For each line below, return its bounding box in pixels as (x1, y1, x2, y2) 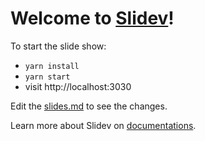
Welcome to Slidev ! (10, 7, 175, 30)
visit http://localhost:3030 (24, 80, 132, 92)
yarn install (24, 61, 80, 71)
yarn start (24, 72, 71, 82)
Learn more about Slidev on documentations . (10, 119, 197, 131)
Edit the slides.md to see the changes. (10, 100, 168, 112)
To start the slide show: (10, 40, 107, 52)
